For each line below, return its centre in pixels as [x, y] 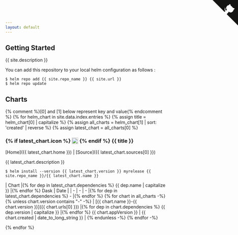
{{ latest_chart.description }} [35, 162]
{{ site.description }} [27, 60]
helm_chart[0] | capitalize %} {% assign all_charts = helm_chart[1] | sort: [81, 123]
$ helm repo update [26, 84]
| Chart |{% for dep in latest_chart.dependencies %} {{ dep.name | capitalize [85, 185]
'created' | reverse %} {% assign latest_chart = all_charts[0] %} [72, 128]
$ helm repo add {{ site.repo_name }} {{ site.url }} [64, 79]
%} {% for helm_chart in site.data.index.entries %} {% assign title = [76, 117]
